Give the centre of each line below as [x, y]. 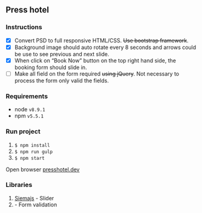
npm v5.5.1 [29, 116]
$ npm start [29, 158]
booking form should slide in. [50, 67]
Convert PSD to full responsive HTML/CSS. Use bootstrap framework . [101, 40]
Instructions [24, 27]
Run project [23, 131]
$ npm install [32, 145]
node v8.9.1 [30, 110]
